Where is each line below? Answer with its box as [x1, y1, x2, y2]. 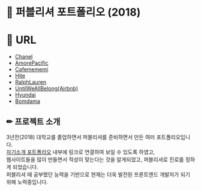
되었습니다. [12, 163, 39, 171]
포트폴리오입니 [156, 133, 191, 141]
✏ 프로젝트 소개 [6, 116, 61, 126]
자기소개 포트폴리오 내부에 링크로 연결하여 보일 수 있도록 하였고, [6, 148, 155, 156]
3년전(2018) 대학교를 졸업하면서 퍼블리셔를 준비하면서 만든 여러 [6, 133, 155, 141]
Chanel [14, 53, 33, 60]
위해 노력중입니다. [6, 178, 49, 186]
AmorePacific [14, 59, 49, 66]
